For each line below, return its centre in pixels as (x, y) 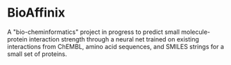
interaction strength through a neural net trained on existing (114, 39)
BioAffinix (36, 13)
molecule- (196, 32)
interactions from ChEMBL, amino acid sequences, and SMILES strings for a (115, 46)
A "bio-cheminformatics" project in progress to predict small (94, 32)
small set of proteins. (37, 54)
